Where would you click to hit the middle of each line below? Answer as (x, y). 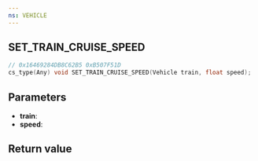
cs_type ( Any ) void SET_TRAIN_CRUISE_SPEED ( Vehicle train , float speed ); (130, 73)
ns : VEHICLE (28, 15)
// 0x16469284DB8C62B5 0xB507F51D (65, 65)
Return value (40, 149)
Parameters (37, 97)
